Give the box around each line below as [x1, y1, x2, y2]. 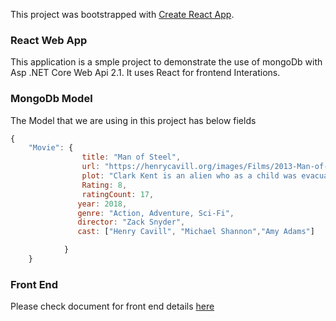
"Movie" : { [28, 143, 74, 153]
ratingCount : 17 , [81, 189, 155, 199]
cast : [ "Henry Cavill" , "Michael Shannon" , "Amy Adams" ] [77, 227, 315, 237]
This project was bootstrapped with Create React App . [10, 9, 235, 20]
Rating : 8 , [81, 180, 128, 190]
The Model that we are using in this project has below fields [10, 114, 257, 126]
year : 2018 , [77, 199, 128, 209]
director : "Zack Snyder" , [77, 217, 186, 228]
